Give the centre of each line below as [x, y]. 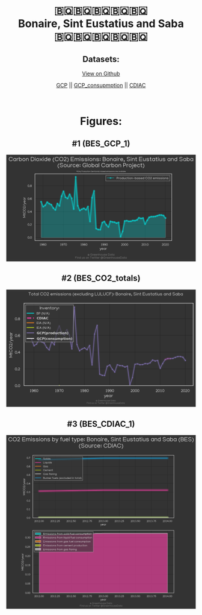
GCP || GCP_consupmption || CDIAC [101, 85]
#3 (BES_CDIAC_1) [101, 424]
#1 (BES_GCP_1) [101, 143]
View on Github [101, 74]
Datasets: [101, 59]
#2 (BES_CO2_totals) [101, 278]
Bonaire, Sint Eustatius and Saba [101, 24]
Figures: [101, 121]
